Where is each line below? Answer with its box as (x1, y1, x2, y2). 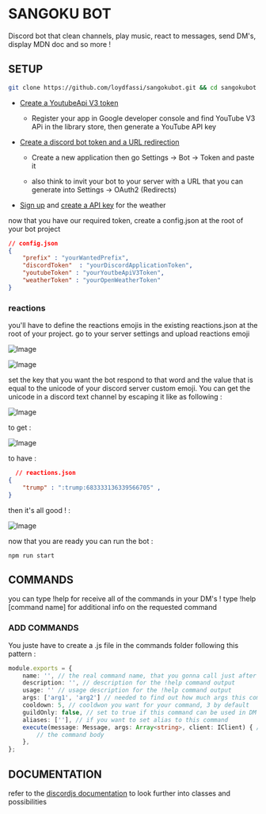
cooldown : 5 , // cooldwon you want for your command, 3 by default (22, 701, 249, 709)
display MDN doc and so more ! (8, 39, 112, 48)
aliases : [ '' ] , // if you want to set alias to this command (22, 716, 228, 723)
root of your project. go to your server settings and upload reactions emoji (8, 329, 250, 338)
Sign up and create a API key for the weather (19, 200, 166, 210)
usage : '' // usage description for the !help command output (22, 686, 232, 695)
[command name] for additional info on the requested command (8, 603, 218, 612)
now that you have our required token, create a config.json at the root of (8, 215, 244, 225)
